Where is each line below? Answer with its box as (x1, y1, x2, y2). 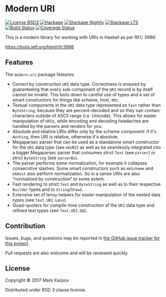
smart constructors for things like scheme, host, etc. (12, 97, 119, 103)
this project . (5, 240, 30, 246)
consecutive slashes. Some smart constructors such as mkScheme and (12, 165, 154, 171)
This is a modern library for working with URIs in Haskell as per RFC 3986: (5, 34, 157, 40)
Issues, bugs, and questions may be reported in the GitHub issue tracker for (5, 235, 160, 241)
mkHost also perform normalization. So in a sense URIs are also (12, 171, 140, 177)
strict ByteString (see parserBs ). (12, 155, 78, 161)
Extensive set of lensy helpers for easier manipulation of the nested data (12, 191, 161, 197)
